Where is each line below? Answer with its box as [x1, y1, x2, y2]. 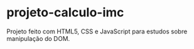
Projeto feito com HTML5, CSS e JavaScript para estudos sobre [6, 27, 188, 35]
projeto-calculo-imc [6, 5, 125, 20]
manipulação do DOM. [6, 34, 70, 42]
